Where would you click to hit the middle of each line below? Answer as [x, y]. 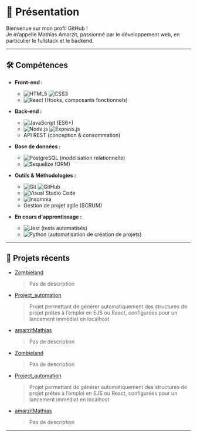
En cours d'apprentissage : [48, 217]
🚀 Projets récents [38, 258]
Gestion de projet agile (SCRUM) [63, 205]
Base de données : [38, 146]
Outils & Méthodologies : [45, 175]
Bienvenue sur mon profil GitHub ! [47, 28]
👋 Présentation [43, 12]
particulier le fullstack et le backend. [50, 40]
